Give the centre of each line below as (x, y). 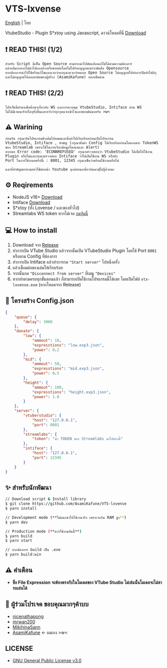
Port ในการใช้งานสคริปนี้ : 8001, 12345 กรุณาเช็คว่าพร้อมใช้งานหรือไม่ (62, 161)
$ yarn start (19, 541)
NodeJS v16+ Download (37, 197)
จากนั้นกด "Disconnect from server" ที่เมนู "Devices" (64, 273)
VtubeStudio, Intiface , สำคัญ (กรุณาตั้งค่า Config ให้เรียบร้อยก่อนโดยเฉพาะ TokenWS (82, 143)
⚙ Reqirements (29, 185)
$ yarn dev (17, 522)
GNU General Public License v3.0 (47, 660)
